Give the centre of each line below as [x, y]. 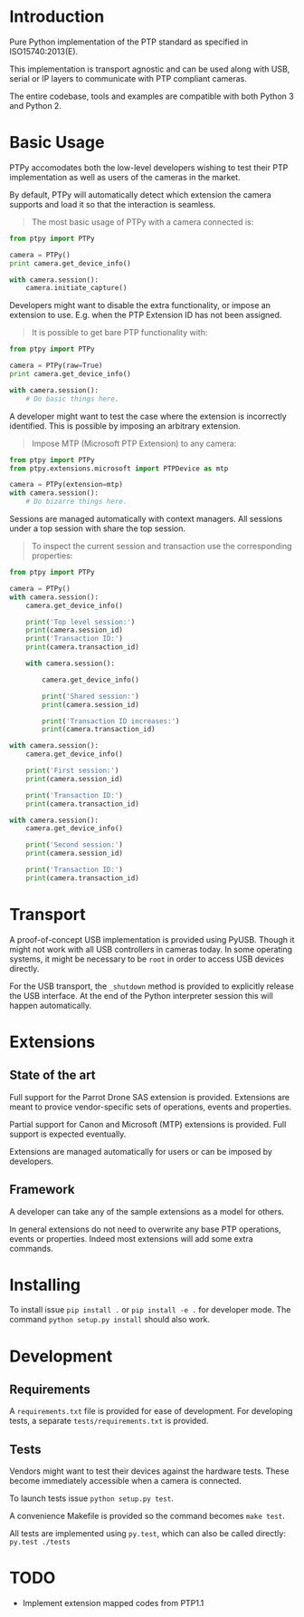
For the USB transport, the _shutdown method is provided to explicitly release [152, 986]
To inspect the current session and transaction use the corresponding [161, 546]
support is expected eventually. [68, 1134]
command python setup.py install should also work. [110, 1320]
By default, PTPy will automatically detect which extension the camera [140, 194]
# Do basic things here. [72, 399]
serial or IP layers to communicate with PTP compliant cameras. [128, 78]
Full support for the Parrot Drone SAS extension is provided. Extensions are [150, 1097]
